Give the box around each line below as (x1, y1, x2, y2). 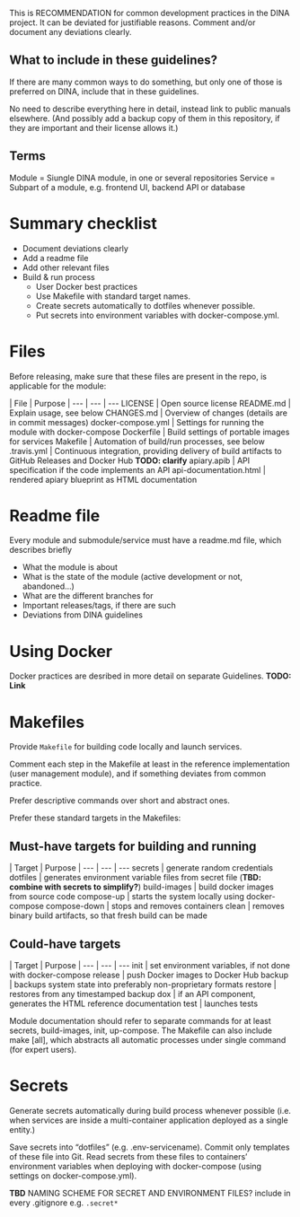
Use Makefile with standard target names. (35, 291, 191, 302)
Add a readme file (22, 252, 89, 263)
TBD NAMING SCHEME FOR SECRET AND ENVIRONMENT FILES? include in (9, 1187, 291, 1198)
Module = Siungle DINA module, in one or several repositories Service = (9, 172, 276, 183)
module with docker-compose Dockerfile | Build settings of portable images (9, 426, 290, 437)
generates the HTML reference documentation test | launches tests (9, 998, 259, 1009)
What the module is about (22, 562, 119, 573)
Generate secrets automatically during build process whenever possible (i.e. (9, 1105, 292, 1116)
